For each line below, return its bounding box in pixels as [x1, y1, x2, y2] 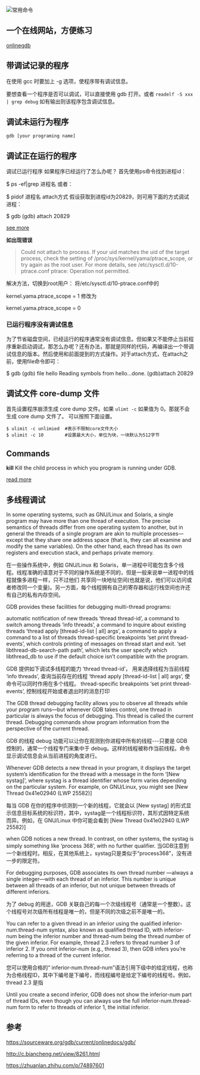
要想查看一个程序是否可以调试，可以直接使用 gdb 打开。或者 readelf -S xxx [6, 90, 193, 97]
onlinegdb [6, 42, 31, 49]
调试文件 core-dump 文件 [6, 388, 100, 399]
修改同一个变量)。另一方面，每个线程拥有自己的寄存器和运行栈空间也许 [11, 583, 186, 591]
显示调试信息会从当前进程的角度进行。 [6, 752, 100, 759]
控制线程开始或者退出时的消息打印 [26, 687, 110, 694]
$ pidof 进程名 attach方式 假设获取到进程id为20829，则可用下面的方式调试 [6, 193, 189, 200]
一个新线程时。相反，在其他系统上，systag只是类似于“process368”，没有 [6, 849, 187, 857]
